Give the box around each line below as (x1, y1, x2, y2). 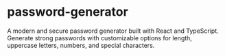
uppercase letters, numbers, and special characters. (7, 41, 155, 49)
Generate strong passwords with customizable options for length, (7, 33, 192, 42)
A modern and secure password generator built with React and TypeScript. (7, 27, 220, 35)
